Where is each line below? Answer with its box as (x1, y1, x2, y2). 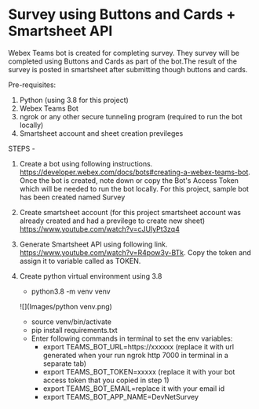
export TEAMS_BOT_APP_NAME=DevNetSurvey (42, 392, 199, 401)
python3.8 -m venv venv (31, 287, 111, 296)
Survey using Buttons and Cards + (8, 5, 236, 24)
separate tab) (42, 359, 87, 368)
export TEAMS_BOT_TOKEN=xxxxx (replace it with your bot (42, 367, 235, 376)
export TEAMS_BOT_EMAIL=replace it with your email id (42, 383, 225, 393)
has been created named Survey (19, 192, 126, 202)
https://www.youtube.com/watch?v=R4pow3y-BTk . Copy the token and (19, 247, 251, 257)
